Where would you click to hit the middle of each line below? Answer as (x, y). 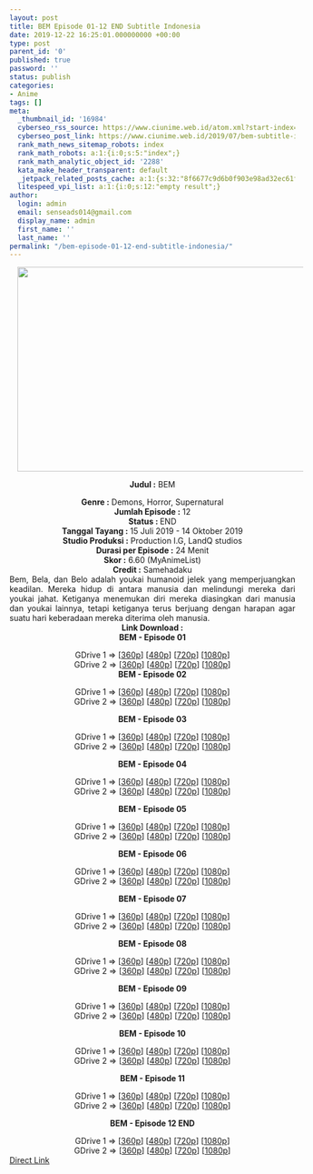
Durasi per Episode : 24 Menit (152, 550)
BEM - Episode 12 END (152, 1123)
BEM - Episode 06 (152, 854)
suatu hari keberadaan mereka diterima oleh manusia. (110, 618)
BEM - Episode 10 (152, 1034)
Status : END (152, 522)
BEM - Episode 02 (152, 675)
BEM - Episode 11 (152, 1079)
